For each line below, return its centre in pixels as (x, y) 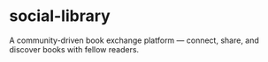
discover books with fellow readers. (74, 49)
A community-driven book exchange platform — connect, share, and (134, 40)
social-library (60, 16)
